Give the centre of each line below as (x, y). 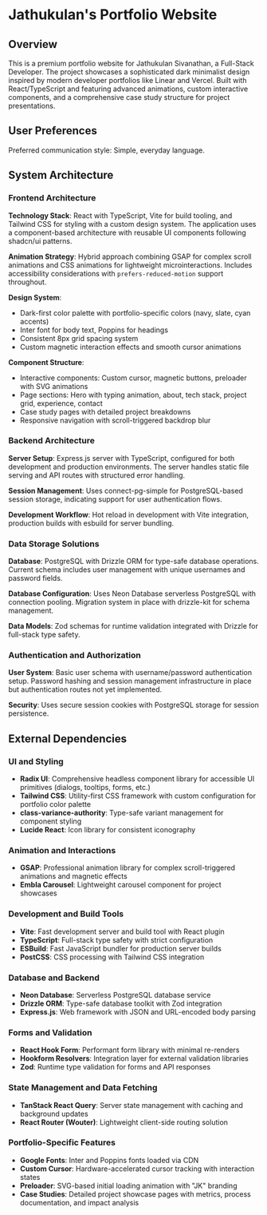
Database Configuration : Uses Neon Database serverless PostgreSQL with (132, 594)
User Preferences (53, 131)
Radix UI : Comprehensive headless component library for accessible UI (137, 779)
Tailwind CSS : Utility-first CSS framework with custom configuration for (138, 796)
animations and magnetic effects (73, 876)
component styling (51, 821)
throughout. (27, 282)
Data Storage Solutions (54, 543)
